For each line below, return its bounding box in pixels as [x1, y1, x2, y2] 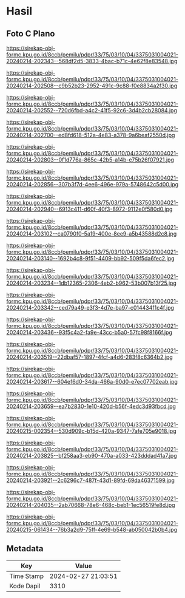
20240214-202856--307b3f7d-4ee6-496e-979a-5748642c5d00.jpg [6, 181, 179, 188]
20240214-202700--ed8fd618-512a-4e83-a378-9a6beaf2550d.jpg [6, 132, 175, 138]
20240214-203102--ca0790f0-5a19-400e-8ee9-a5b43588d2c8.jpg [6, 230, 177, 237]
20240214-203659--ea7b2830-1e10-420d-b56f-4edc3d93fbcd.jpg [6, 403, 176, 410]
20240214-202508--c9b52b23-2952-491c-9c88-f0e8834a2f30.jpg [6, 82, 178, 89]
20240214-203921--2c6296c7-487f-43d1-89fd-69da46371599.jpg [6, 477, 175, 484]
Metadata [6, 543, 44, 554]
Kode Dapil [9, 582, 41, 590]
